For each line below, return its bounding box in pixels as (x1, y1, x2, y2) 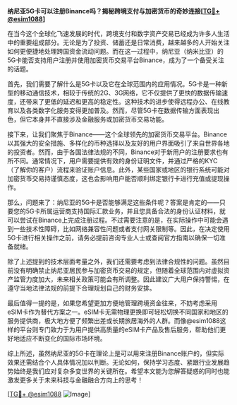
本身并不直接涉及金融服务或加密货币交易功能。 (31, 115, 168, 123)
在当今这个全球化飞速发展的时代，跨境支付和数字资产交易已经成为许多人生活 (7, 30, 230, 37)
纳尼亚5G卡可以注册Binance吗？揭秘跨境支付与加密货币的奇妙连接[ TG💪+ (7, 7, 220, 15)
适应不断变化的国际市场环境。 (19, 334, 107, 342)
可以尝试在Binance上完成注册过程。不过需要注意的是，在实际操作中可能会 (7, 216, 223, 224)
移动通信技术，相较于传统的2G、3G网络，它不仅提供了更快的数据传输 (19, 88, 222, 97)
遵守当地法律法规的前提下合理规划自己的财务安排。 (7, 284, 156, 292)
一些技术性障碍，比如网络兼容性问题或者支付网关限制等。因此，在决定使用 (13, 225, 230, 233)
